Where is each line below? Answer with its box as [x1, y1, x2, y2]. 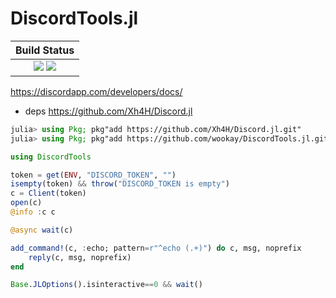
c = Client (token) [10, 188, 87, 199]
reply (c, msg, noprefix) [28, 252, 132, 262]
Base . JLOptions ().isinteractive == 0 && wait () [10, 280, 203, 290]
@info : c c [10, 207, 56, 217]
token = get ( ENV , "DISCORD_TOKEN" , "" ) [10, 170, 177, 180]
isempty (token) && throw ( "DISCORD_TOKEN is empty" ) [10, 179, 230, 189]
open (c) [10, 198, 43, 208]
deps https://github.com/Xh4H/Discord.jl [24, 105, 193, 117]
